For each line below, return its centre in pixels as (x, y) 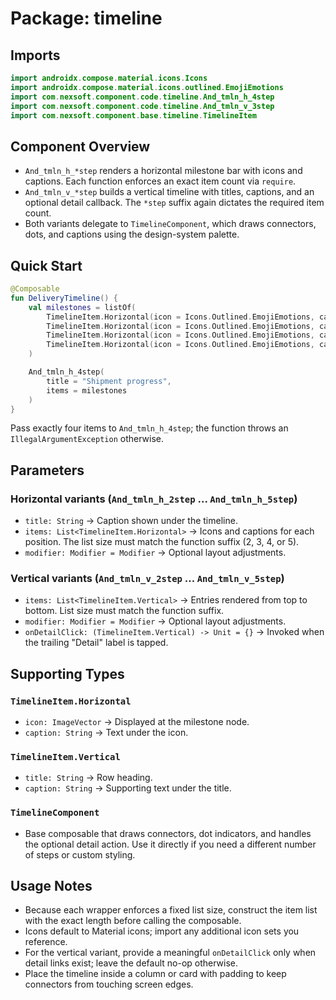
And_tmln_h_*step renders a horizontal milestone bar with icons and (163, 171)
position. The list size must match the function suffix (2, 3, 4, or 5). (162, 542)
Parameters (47, 470)
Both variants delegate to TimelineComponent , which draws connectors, (170, 224)
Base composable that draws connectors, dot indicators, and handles (168, 833)
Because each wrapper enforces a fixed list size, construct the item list (171, 910)
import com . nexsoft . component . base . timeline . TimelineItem (133, 115)
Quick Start (46, 265)
